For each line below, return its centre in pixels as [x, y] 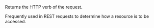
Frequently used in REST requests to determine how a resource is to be [77, 16]
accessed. [15, 21]
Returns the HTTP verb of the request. [44, 7]
